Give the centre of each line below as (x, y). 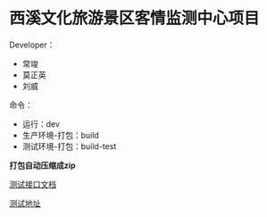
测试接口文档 (33, 184)
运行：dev (41, 124)
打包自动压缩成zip (42, 165)
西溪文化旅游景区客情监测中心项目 (135, 18)
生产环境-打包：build (61, 135)
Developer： (32, 45)
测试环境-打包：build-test (69, 146)
